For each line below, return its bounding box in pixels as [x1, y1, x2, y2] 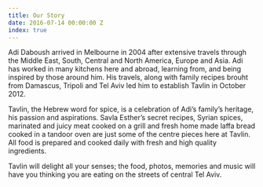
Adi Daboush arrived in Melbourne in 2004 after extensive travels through [8, 48, 247, 57]
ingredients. [8, 146, 47, 156]
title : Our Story [8, 11, 65, 20]
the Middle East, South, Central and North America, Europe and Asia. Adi [8, 56, 243, 65]
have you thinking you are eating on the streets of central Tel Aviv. [8, 170, 222, 179]
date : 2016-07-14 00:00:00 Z [8, 19, 104, 27]
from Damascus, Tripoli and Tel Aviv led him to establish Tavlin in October [8, 81, 246, 90]
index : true [8, 26, 47, 34]
